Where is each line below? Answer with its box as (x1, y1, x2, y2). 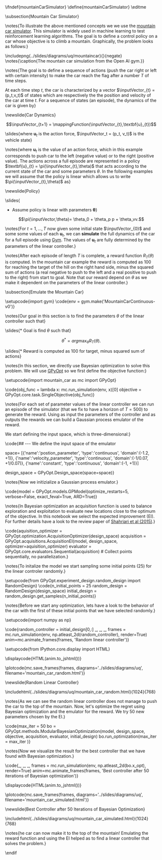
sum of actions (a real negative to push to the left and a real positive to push (5, 269, 157, 275)
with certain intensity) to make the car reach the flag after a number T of (5, 73, 149, 78)
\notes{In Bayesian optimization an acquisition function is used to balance (5, 503, 152, 509)
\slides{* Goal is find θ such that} (5, 327, 72, 333)
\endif (5, 850, 17, 856)
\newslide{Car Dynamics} (5, 112, 56, 118)
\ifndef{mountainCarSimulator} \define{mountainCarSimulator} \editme (5, 4, 147, 10)
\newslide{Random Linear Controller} (5, 680, 79, 685)
